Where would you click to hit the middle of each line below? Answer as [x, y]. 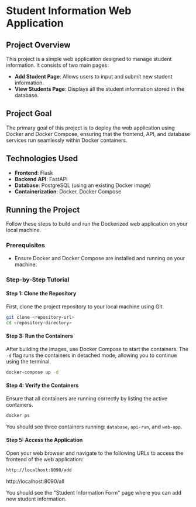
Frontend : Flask [34, 173]
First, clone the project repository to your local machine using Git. [85, 307]
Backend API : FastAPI [41, 179]
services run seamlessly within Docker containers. [67, 140]
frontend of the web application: [45, 459]
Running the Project [43, 210]
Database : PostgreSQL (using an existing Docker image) [82, 185]
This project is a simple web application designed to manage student [89, 59]
